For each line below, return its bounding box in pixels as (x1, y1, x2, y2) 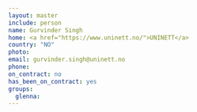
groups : (8, 84, 34, 93)
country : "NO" (8, 41, 55, 49)
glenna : (15, 92, 41, 100)
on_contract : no (8, 70, 62, 78)
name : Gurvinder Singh (8, 26, 83, 34)
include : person (8, 19, 62, 27)
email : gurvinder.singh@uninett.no (8, 56, 126, 64)
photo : (8, 48, 30, 56)
